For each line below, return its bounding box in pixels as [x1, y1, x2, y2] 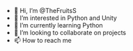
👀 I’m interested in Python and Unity [13, 14, 117, 22]
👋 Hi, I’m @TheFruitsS [13, 7, 77, 14]
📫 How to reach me [13, 37, 72, 44]
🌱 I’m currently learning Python [13, 21, 103, 29]
